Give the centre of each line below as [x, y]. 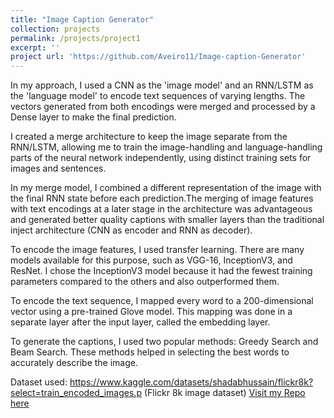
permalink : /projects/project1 [75, 38]
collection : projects [55, 29]
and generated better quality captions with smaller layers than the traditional [167, 220]
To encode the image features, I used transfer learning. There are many [157, 250]
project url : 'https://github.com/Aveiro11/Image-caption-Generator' [158, 57]
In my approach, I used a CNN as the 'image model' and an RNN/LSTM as [162, 85]
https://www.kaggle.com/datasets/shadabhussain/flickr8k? [191, 382]
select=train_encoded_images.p [76, 393]
